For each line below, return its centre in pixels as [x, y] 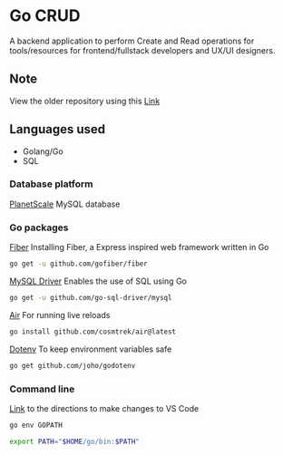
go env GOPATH [36, 425]
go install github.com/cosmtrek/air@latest [93, 332]
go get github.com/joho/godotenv [73, 365]
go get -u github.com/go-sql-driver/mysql [91, 298]
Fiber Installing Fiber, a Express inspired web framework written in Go [139, 247]
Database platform [51, 184]
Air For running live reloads [60, 315]
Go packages [39, 227]
